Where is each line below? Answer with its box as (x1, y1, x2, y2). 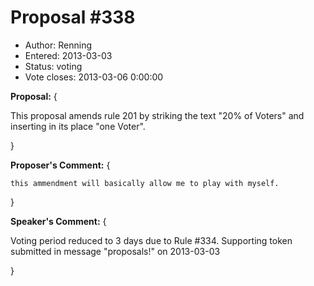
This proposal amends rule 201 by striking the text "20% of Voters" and (10, 109, 305, 121)
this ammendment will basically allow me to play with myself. (10, 178, 280, 188)
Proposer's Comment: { (10, 159, 111, 171)
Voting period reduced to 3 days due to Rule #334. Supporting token (10, 234, 293, 246)
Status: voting (24, 60, 83, 72)
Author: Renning (24, 39, 92, 51)
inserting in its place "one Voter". (10, 120, 146, 132)
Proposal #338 (10, 6, 136, 29)
